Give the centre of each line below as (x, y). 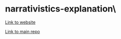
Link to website (20, 22)
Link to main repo (22, 31)
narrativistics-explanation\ (60, 9)
